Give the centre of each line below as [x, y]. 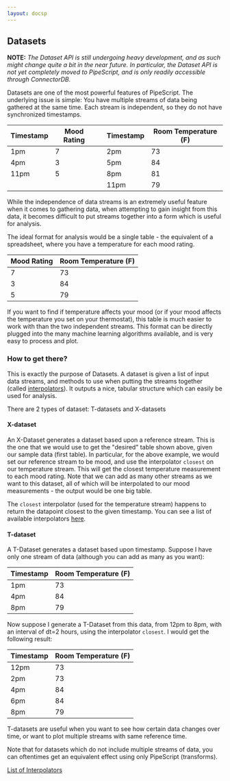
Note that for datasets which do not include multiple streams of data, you [110, 749]
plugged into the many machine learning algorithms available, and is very [110, 334]
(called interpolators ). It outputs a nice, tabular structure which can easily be [115, 388]
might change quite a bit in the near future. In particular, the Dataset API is [112, 65]
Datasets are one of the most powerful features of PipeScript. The [100, 92]
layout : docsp [27, 13]
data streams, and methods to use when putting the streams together [105, 381]
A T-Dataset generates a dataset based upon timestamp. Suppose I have [110, 549]
